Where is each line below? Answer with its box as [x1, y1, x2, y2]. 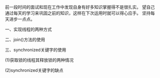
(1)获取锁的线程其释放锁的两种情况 [5, 57, 74, 63]
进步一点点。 [9, 16, 35, 22]
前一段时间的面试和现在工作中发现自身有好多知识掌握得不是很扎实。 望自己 [5, 4, 155, 10]
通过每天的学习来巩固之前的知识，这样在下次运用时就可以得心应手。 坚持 [5, 10, 151, 16]
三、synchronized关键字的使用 [5, 47, 66, 52]
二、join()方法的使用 [5, 37, 45, 42]
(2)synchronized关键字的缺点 [5, 67, 64, 73]
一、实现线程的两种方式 [5, 26, 52, 32]
